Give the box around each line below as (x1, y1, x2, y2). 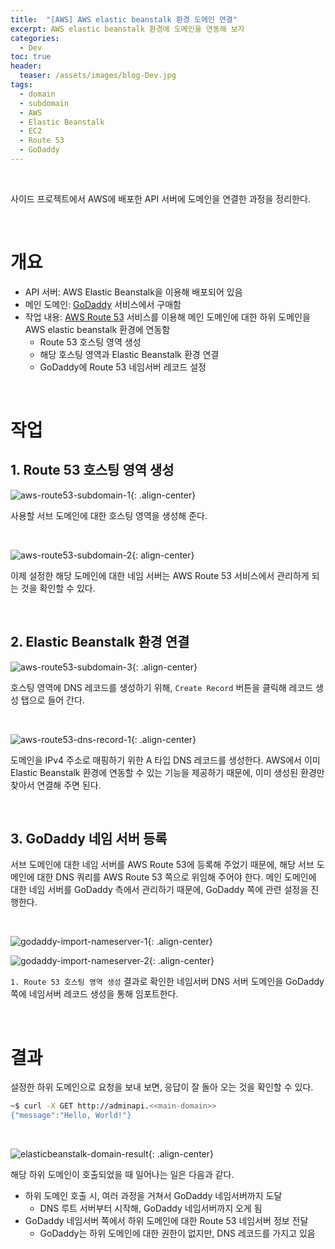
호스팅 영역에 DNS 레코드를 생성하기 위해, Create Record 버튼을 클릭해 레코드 (10, 681, 314, 693)
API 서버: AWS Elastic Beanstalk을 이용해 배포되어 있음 (24, 286, 243, 298)
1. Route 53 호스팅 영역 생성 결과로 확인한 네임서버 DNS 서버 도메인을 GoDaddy (10, 976, 325, 988)
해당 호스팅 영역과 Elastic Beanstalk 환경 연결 (39, 348, 220, 360)
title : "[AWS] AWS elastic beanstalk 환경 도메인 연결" (10, 14, 238, 25)
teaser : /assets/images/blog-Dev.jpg (19, 71, 177, 81)
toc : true (10, 52, 52, 62)
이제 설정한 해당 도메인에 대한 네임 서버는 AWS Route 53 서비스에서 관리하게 (10, 569, 310, 581)
